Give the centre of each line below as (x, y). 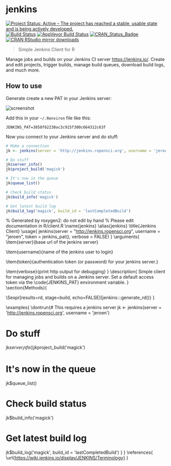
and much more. (23, 70)
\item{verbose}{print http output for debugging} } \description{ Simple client (85, 272)
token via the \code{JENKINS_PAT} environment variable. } (67, 282)
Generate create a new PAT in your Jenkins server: (59, 98)
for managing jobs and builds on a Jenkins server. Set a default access (80, 277)
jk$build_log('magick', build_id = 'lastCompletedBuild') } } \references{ (79, 452)
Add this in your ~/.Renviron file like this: (48, 118)
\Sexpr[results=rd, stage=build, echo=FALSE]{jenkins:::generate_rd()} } (80, 297)
